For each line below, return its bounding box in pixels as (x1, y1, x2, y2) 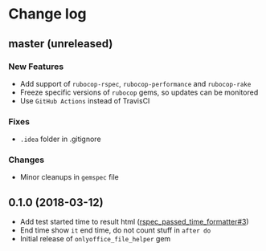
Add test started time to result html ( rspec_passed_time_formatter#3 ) (19, 217, 249, 227)
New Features (8, 61, 64, 72)
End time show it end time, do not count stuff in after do (19, 225, 211, 235)
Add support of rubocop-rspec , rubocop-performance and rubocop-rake (19, 79, 252, 88)
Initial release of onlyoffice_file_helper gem (19, 234, 171, 244)
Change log (8, 5, 87, 23)
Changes (8, 154, 45, 165)
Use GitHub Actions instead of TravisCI (19, 95, 150, 105)
